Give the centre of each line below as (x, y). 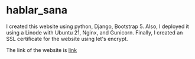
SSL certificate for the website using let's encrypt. (67, 39)
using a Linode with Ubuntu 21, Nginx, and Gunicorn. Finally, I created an (95, 32)
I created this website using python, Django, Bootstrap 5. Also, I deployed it (97, 26)
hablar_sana (37, 10)
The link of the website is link (42, 50)
